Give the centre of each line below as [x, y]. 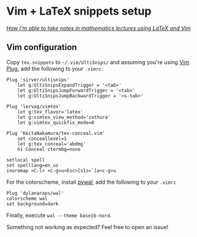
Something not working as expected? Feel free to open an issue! [87, 227]
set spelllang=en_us [33, 165]
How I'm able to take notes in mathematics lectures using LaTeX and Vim [98, 28]
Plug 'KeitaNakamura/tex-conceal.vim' [56, 133]
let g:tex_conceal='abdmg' [52, 144]
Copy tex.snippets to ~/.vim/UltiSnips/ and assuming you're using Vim [98, 62]
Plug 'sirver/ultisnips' [38, 80]
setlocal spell [26, 160]
